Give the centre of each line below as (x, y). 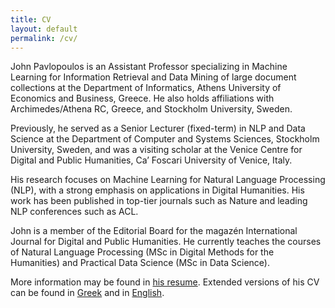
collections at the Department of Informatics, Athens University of (146, 88)
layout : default (44, 29)
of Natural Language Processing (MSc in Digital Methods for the (142, 252)
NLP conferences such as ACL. (74, 212)
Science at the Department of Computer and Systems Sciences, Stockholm (165, 139)
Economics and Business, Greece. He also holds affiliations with (142, 98)
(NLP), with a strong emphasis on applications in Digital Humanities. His (157, 190)
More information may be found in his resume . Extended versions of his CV (165, 282)
